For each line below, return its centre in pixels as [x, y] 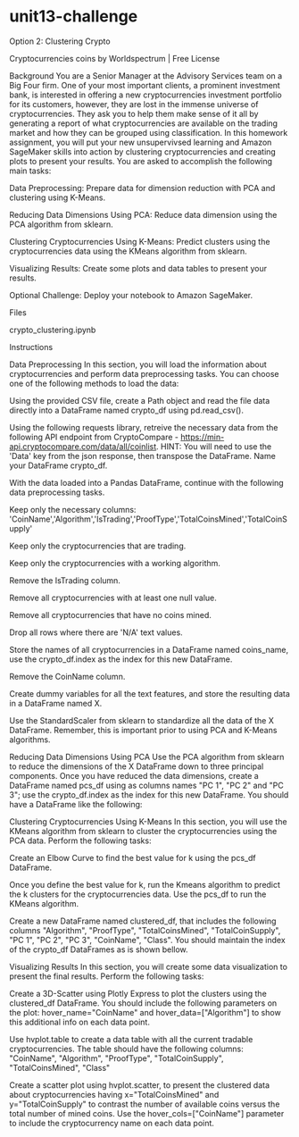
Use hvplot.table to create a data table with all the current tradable [131, 1039]
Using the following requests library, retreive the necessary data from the [144, 427]
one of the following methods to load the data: [94, 383]
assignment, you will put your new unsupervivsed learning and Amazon [141, 142]
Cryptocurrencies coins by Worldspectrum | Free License [115, 58]
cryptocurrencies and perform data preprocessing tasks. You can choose [144, 373]
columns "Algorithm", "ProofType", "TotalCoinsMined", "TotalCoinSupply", [145, 930]
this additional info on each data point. [79, 1022]
